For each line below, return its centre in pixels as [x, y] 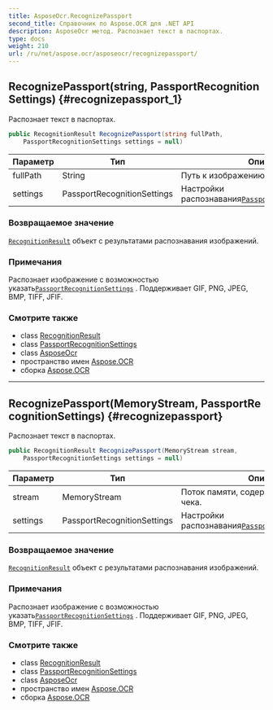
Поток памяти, [210, 492]
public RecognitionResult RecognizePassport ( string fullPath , [116, 134]
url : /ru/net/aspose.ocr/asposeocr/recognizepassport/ [103, 54]
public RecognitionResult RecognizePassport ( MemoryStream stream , [123, 451]
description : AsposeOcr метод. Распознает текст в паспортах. [116, 31]
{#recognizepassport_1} [120, 100]
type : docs [27, 39]
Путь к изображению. [224, 175]
